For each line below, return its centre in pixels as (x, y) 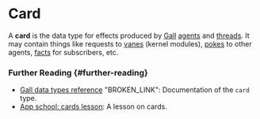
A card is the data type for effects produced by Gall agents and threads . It (129, 35)
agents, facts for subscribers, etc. (63, 52)
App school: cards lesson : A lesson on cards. (94, 106)
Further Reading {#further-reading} (78, 73)
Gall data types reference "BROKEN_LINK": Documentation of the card (134, 90)
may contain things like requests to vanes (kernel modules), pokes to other (130, 43)
